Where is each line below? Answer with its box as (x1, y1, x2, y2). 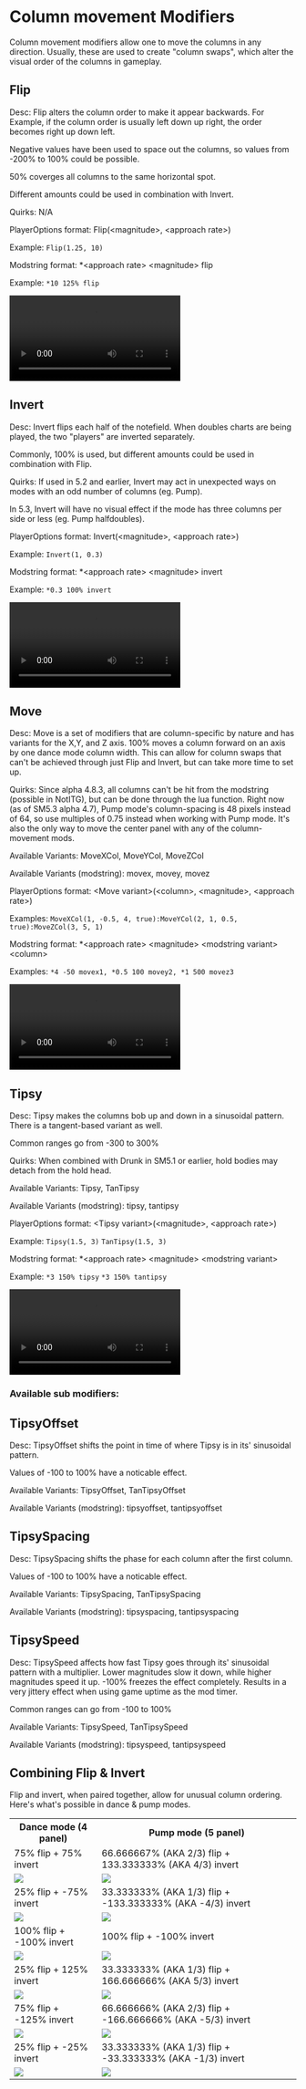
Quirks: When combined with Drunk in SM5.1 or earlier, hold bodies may (9, 1156, 279, 1167)
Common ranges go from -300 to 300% (9, 1138, 159, 1148)
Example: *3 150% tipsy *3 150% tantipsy (9, 1271, 167, 1283)
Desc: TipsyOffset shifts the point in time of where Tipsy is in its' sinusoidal (9, 1439, 291, 1450)
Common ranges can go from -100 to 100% (9, 1703, 172, 1714)
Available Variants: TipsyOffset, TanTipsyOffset (9, 1484, 186, 1495)
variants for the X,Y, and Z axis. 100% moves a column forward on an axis (9, 737, 286, 749)
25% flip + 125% (14, 1963, 89, 1976)
